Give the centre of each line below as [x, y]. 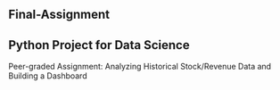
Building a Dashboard [48, 76]
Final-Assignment [59, 15]
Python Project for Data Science [99, 45]
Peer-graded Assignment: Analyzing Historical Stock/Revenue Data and [140, 67]
